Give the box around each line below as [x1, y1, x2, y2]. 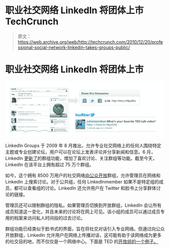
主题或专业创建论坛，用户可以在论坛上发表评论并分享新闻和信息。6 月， [5, 149, 156, 155]
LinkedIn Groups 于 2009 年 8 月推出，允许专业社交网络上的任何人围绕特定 [5, 143, 161, 149]
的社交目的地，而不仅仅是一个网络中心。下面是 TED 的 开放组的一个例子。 [5, 238, 158, 244]
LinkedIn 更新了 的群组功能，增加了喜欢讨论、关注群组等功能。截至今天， [5, 155, 157, 162]
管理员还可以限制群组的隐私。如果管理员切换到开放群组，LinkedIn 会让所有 [5, 202, 162, 208]
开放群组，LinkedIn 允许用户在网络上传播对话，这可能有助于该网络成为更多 [5, 232, 162, 238]
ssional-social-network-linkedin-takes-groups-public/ [17, 44, 131, 50]
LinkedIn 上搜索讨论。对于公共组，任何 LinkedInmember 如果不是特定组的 [5, 179, 159, 185]
